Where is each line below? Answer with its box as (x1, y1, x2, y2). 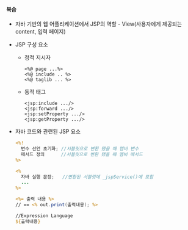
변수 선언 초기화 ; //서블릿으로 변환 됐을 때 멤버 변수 (21, 146, 139, 152)
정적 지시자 (24, 54, 51, 61)
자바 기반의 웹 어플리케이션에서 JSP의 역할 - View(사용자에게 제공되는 (15, 20, 183, 27)
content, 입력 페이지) (15, 28, 66, 35)
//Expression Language (15, 212, 73, 219)
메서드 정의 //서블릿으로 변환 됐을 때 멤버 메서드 (21, 151, 143, 157)
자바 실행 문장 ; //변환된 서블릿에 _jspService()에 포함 (21, 174, 154, 180)
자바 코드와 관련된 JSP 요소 (15, 128, 81, 135)
